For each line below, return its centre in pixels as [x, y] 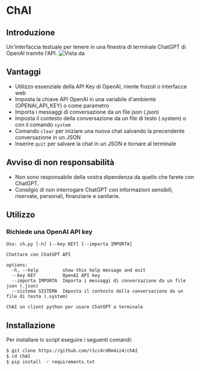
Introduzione [31, 33]
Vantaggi [23, 72]
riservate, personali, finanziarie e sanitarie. [67, 196]
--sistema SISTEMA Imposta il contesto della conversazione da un [98, 291]
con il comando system [43, 124]
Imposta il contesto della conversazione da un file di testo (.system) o [101, 118]
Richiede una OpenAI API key [49, 232]
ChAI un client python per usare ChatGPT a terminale [75, 307]
